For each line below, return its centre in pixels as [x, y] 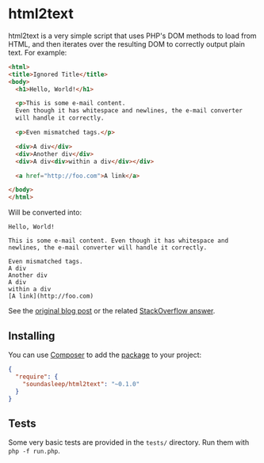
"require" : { [37, 377]
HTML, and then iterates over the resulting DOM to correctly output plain [127, 44]
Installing [32, 336]
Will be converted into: [45, 213]
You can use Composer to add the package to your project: [105, 355]
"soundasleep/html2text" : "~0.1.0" [81, 384]
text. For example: [38, 52]
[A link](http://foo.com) [51, 296]
